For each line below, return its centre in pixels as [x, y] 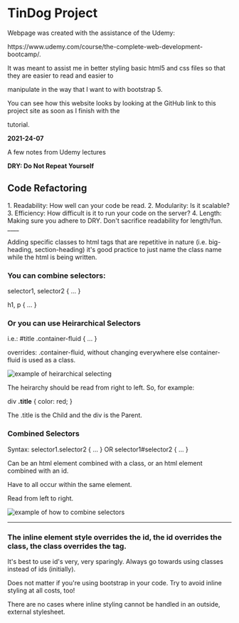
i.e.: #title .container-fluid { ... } [52, 339]
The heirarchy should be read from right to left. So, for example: [101, 388]
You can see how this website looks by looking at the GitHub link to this [112, 103]
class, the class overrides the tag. [67, 546]
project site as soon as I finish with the [64, 110]
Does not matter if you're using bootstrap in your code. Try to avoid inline [115, 582]
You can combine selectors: [57, 276]
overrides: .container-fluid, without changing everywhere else [98, 352]
